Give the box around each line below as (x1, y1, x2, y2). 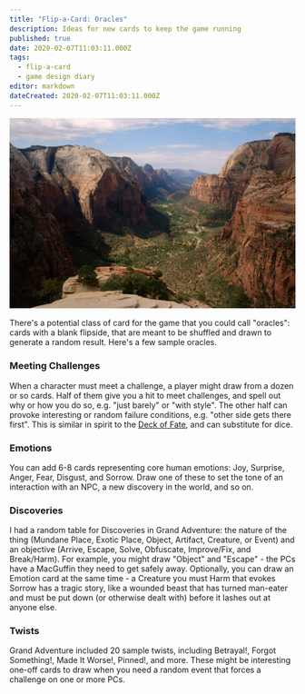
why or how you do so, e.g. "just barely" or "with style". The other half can (9, 400, 288, 411)
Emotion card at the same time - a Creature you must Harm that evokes (9, 573, 276, 584)
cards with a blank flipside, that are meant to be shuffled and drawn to (9, 327, 272, 338)
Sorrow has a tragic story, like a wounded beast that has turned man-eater (9, 582, 289, 594)
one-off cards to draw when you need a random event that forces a (9, 664, 261, 676)
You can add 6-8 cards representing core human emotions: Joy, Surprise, (9, 461, 285, 472)
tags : (9, 53, 30, 63)
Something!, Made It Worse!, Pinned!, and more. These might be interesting (9, 655, 291, 666)
